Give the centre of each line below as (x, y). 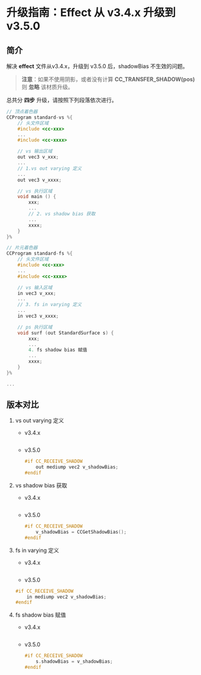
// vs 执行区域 (35, 191)
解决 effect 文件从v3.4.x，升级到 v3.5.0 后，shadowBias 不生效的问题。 (97, 66)
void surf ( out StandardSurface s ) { (66, 333)
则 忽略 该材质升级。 (47, 87)
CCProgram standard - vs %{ (39, 117)
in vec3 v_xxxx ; (38, 316)
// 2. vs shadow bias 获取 (62, 214)
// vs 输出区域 (35, 151)
